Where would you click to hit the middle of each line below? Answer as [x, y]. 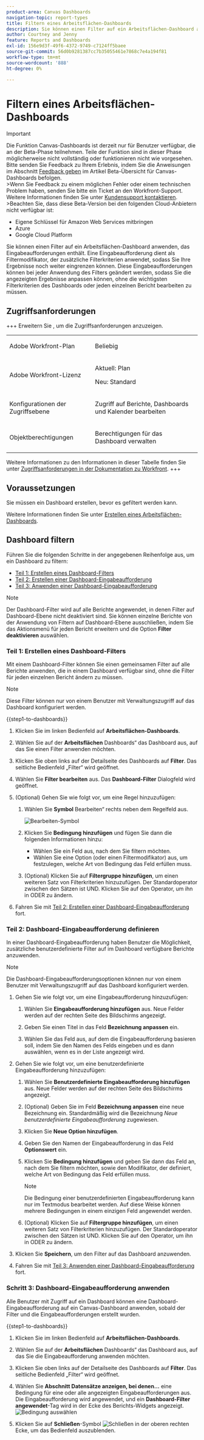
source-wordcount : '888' [38, 63]
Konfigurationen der [38, 404]
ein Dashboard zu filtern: [37, 561]
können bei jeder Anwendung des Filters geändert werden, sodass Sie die [99, 273]
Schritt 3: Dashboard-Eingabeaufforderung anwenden [88, 1288]
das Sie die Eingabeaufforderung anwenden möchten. [83, 1356]
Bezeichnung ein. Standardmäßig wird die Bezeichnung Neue [101, 1113]
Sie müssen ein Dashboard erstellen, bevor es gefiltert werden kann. [92, 502]
